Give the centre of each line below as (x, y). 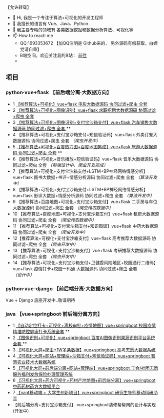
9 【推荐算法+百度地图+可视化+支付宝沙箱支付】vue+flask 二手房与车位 (85, 201)
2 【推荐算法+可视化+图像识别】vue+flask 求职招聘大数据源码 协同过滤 (84, 110)
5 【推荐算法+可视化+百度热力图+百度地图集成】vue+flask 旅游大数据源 (85, 147)
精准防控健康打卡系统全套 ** (41, 332)
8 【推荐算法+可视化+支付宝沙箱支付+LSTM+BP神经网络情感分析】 (80, 189)
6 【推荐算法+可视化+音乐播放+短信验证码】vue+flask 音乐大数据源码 (83, 159)
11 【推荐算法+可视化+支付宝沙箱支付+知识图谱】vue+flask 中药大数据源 (85, 226)
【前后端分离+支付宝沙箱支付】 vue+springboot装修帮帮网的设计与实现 (84, 405)
